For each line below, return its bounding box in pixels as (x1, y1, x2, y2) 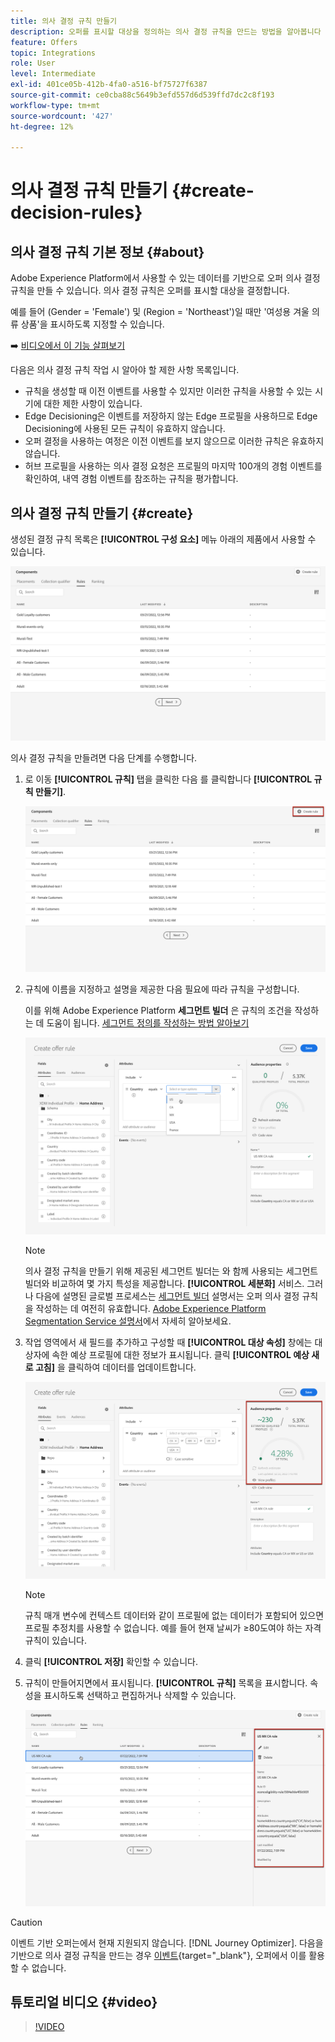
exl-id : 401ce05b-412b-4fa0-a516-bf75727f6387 (10, 80, 208, 90)
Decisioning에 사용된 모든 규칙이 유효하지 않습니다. (24, 423, 226, 435)
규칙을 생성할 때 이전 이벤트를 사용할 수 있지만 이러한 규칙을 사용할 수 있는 (24, 385, 313, 397)
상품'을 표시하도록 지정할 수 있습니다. (20, 318, 165, 330)
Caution (10, 1916, 43, 1928)
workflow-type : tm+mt (10, 100, 101, 110)
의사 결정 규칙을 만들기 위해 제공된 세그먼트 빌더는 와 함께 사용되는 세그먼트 (24, 1265, 319, 1277)
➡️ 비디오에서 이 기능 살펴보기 (10, 340, 126, 352)
